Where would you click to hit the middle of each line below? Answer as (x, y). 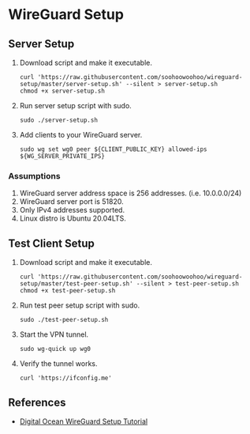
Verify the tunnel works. (58, 364)
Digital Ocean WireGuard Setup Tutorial (84, 421)
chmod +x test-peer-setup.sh (67, 291)
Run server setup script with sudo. (75, 106)
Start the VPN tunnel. (54, 334)
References (37, 402)
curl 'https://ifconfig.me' (65, 378)
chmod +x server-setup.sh (62, 91)
